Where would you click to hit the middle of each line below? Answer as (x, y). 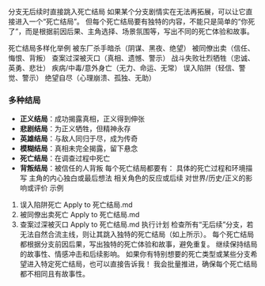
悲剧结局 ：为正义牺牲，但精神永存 (75, 129)
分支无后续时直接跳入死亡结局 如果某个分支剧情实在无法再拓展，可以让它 (127, 11)
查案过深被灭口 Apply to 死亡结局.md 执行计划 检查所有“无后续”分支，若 (136, 224)
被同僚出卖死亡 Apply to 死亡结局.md (79, 215)
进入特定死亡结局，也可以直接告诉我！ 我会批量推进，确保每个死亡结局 (142, 264)
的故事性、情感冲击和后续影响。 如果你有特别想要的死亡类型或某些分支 (135, 254)
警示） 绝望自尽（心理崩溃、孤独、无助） (89, 78)
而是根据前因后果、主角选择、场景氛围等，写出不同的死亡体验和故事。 (140, 31)
